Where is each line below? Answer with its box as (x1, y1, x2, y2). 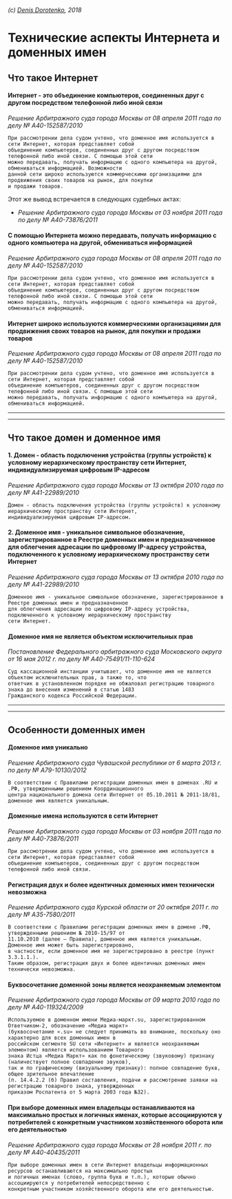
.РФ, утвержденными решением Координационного (8, 785, 144, 792)
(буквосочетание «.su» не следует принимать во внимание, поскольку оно (8, 1029, 221, 1036)
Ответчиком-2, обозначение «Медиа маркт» (8, 1022, 129, 1029)
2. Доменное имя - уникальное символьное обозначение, (8, 528, 185, 536)
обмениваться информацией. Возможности (8, 165, 123, 172)
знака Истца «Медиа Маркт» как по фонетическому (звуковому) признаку (8, 1053, 215, 1060)
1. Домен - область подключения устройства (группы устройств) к (8, 451, 212, 459)
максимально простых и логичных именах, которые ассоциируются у (8, 1110, 222, 1119)
